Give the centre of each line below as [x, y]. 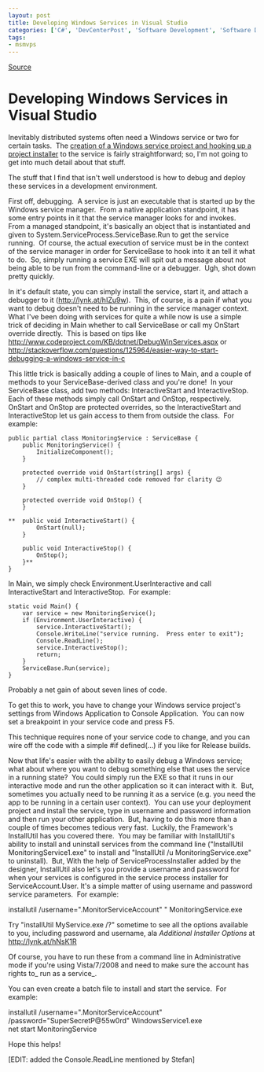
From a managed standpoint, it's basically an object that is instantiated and [129, 227]
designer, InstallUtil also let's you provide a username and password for [124, 869]
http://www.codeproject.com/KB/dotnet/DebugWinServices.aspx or [118, 342]
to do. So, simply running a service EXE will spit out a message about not [127, 260]
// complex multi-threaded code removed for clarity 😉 [129, 480]
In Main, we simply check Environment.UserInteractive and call [110, 584]
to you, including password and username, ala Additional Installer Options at [132, 934]
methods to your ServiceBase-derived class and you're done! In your [121, 382]
